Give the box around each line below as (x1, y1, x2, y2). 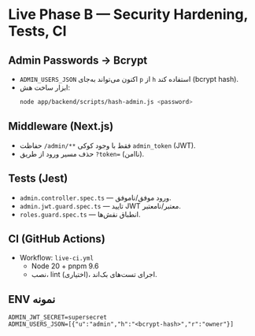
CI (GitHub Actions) (8, 232, 106, 246)
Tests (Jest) (8, 172, 68, 186)
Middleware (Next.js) (8, 120, 114, 133)
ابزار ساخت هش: (19, 83, 71, 92)
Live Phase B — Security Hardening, (8, 6, 248, 24)
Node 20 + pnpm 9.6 (31, 261, 100, 271)
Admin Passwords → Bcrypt (8, 54, 148, 67)
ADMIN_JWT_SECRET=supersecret (8, 313, 108, 322)
